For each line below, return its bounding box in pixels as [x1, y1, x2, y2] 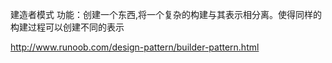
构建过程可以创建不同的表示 [10, 21, 125, 33]
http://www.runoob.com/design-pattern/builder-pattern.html [10, 41, 260, 53]
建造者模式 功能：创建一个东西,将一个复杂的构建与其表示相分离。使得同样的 [10, 9, 322, 20]
